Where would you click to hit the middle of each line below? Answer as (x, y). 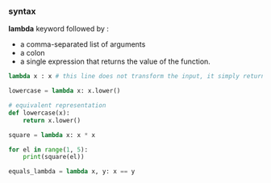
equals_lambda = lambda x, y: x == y (72, 172)
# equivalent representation (57, 106)
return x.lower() (52, 120)
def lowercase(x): (39, 113)
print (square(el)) (54, 157)
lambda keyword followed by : (58, 29)
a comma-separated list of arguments (83, 44)
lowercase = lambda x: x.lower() (65, 91)
